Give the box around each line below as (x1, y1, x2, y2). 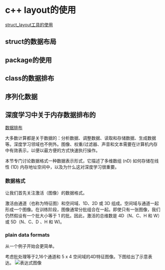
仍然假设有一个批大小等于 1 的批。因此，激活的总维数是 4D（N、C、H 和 (5, 212, 153, 218)
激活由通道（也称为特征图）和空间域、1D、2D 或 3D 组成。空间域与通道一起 (5, 200, 159, 206)
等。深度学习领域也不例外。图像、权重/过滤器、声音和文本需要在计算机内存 (5, 141, 158, 147)
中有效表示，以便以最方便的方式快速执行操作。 (5, 147, 100, 153)
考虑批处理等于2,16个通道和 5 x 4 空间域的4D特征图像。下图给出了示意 (5, 253, 148, 259)
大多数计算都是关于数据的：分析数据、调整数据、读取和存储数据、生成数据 (5, 135, 156, 141)
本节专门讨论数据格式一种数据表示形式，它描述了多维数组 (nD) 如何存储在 (5, 158, 155, 164)
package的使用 (5, 56, 52, 64)
